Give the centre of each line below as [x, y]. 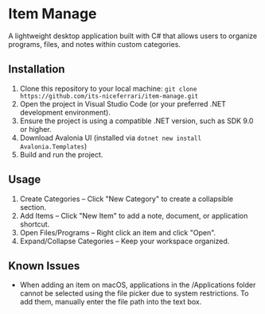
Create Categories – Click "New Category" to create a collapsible [126, 199]
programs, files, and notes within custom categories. [95, 44]
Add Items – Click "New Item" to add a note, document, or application [134, 215]
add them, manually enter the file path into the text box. [111, 302]
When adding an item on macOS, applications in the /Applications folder [138, 285]
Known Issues [44, 266]
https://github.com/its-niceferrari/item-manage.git [109, 96]
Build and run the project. [61, 154]
